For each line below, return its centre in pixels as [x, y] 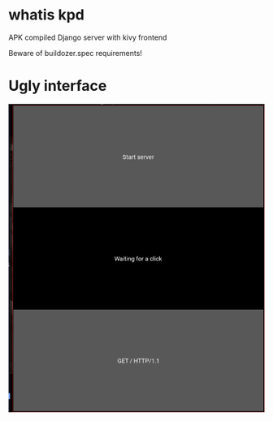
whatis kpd [47, 15]
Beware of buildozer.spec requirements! [75, 53]
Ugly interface [58, 86]
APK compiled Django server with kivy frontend [88, 37]
